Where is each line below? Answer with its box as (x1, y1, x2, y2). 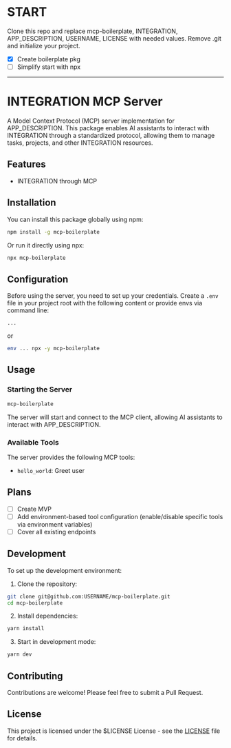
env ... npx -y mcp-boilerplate (7, 345, 100, 352)
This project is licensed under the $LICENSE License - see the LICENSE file (7, 727, 221, 735)
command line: (7, 306, 49, 314)
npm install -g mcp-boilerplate (7, 228, 100, 235)
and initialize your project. (7, 41, 80, 50)
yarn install (7, 625, 45, 632)
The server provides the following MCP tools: (7, 453, 135, 461)
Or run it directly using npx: (7, 241, 85, 249)
